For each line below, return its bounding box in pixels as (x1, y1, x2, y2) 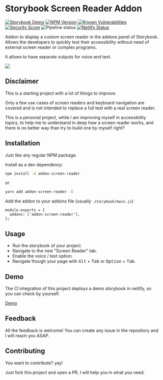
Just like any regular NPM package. (5, 152, 77, 158)
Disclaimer (5, 77, 39, 86)
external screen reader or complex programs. (5, 44, 97, 50)
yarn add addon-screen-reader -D (5, 189, 74, 194)
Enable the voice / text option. (12, 253, 73, 259)
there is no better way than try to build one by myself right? (5, 125, 125, 130)
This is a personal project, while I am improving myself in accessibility (5, 114, 146, 120)
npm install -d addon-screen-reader (5, 171, 80, 176)
